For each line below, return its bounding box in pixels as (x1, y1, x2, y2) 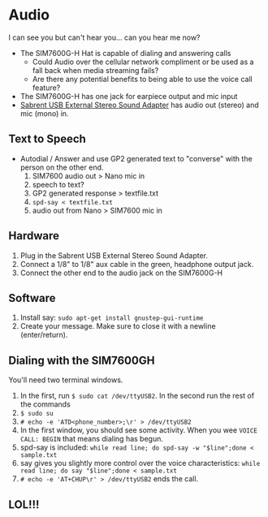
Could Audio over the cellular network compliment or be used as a (32, 57, 254, 67)
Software (8, 291, 56, 305)
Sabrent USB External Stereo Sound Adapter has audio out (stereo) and (19, 100, 260, 110)
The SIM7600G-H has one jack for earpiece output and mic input (19, 91, 238, 101)
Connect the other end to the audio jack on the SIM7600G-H (19, 268, 223, 278)
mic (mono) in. (19, 108, 69, 118)
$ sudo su (19, 410, 54, 418)
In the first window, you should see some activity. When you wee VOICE (19, 425, 258, 435)
